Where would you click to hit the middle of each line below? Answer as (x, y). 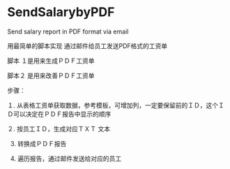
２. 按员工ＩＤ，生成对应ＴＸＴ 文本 (59, 128)
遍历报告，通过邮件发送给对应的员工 (69, 159)
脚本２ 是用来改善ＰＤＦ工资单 (51, 75)
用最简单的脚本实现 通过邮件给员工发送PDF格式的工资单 (87, 45)
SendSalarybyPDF (61, 12)
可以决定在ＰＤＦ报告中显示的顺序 (62, 114)
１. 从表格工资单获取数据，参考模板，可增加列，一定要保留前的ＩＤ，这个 (113, 105)
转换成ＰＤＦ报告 (42, 143)
